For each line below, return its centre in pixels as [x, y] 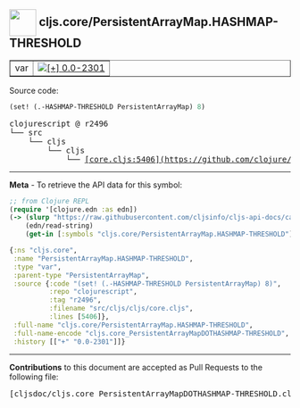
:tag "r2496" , [75, 300]
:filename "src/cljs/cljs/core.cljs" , [121, 309]
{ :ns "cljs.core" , [43, 251]
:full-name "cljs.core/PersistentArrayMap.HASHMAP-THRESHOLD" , [133, 325]
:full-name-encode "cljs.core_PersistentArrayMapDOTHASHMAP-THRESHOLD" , [151, 333]
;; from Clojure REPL [50, 201]
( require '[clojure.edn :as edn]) [74, 209]
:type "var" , [37, 267]
